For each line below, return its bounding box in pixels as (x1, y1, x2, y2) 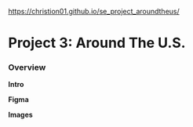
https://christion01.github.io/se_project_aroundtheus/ (8, 7, 180, 16)
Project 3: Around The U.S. (8, 34, 186, 52)
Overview (8, 62, 46, 73)
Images (8, 110, 33, 120)
